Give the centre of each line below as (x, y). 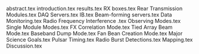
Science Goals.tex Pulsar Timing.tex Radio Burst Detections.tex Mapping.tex (99, 40)
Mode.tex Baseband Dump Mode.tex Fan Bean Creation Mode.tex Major (94, 33)
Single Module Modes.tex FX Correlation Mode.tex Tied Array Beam (89, 27)
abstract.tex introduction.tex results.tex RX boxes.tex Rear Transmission (94, 9)
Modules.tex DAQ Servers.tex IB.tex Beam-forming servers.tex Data (89, 15)
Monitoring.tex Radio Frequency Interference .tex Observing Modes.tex (94, 21)
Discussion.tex (24, 46)
